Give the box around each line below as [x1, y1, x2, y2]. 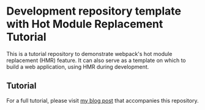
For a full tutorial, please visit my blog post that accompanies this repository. [6, 97, 199, 104]
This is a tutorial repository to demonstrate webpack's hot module [6, 50, 173, 57]
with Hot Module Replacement [6, 17, 163, 31]
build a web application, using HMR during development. [6, 63, 149, 70]
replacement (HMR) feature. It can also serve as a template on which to [6, 57, 186, 64]
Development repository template [6, 4, 182, 18]
